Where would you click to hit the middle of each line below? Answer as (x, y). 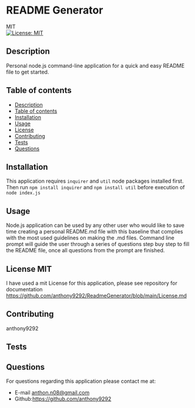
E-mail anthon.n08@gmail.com (52, 393)
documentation (24, 289)
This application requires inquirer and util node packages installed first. (95, 181)
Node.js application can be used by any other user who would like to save (95, 225)
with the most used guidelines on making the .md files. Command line (90, 238)
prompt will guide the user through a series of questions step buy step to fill (98, 244)
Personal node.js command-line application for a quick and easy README (95, 65)
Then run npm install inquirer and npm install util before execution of (95, 187)
